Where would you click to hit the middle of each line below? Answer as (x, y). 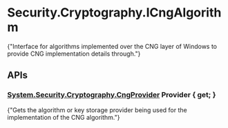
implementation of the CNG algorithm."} (64, 117)
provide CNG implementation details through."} (74, 54)
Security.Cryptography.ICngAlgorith (114, 13)
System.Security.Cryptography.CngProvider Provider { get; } (112, 95)
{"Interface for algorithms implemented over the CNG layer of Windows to (112, 46)
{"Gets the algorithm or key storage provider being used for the (97, 110)
